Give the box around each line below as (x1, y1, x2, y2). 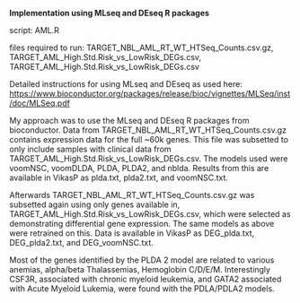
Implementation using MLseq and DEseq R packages (9, 8, 209, 18)
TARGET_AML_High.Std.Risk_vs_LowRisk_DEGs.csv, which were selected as (9, 209, 291, 219)
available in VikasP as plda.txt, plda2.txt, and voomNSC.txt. (9, 172, 229, 183)
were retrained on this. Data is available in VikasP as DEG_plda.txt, (9, 228, 255, 238)
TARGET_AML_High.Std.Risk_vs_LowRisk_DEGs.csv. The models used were (9, 153, 288, 164)
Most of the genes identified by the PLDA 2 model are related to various (9, 255, 275, 265)
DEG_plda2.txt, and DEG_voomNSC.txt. (9, 238, 154, 247)
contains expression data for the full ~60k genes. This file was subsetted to (9, 134, 289, 144)
